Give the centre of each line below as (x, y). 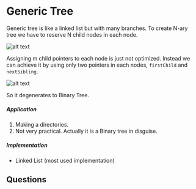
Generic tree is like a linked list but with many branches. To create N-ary (97, 28)
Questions (27, 180)
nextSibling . (22, 71)
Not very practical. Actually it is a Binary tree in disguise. (86, 131)
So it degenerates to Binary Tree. (48, 95)
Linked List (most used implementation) (65, 160)
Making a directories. (42, 124)
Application (22, 109)
